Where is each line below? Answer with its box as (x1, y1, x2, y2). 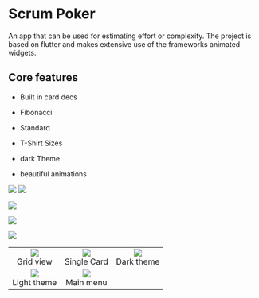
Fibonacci (19, 107, 53, 117)
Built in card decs (19, 92, 78, 102)
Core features (8, 71, 78, 84)
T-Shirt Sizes (19, 138, 63, 148)
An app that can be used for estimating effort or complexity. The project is (8, 31, 252, 41)
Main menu (65, 277, 108, 288)
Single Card (65, 256, 109, 267)
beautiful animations (19, 168, 88, 179)
